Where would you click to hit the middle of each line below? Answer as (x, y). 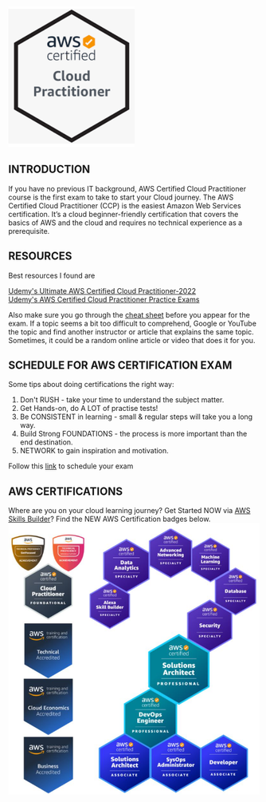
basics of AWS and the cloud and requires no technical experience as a (125, 223)
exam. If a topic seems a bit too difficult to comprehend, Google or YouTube (133, 323)
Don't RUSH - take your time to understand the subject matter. (122, 400)
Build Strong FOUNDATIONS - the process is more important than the (133, 434)
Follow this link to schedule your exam (71, 466)
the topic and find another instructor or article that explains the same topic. (131, 332)
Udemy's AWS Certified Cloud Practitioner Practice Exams (104, 299)
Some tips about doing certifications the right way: (91, 385)
